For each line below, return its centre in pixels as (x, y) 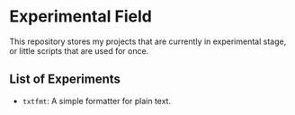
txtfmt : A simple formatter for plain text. (97, 101)
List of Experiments (65, 80)
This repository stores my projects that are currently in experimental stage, (148, 41)
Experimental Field (81, 17)
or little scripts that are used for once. (79, 50)
